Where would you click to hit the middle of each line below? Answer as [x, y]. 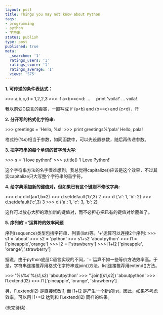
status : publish [22, 38]
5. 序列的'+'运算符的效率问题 [34, 223]
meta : [11, 51]
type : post [16, 42]
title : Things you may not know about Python [53, 14]
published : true [22, 46]
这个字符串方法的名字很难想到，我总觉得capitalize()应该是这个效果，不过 [79, 170]
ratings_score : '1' [30, 65]
